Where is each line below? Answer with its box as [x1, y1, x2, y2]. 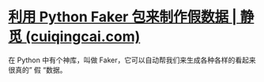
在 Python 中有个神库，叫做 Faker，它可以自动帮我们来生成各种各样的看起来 [8, 55, 256, 65]
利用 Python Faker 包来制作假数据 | [8, 8, 237, 26]
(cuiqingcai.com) [25, 28, 141, 46]
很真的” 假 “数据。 [8, 65, 67, 74]
